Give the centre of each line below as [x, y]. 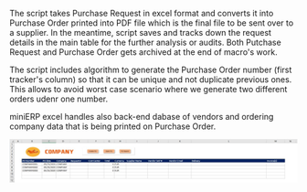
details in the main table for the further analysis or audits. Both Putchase [145, 42]
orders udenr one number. [58, 99]
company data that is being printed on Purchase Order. [113, 126]
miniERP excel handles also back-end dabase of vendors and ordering [142, 117]
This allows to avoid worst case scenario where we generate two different [148, 89]
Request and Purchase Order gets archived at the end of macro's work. [143, 52]
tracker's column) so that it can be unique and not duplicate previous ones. [151, 80]
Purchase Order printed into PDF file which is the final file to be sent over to [152, 23]
